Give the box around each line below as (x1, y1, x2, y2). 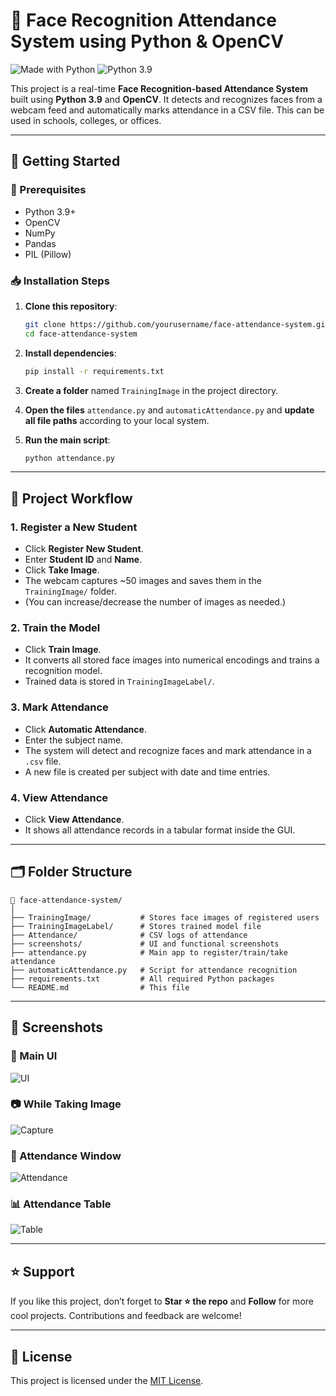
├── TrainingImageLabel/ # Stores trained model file (10, 921, 262, 931)
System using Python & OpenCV (10, 30, 285, 53)
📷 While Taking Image (10, 1097, 122, 1111)
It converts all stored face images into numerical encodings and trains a (24, 654, 320, 666)
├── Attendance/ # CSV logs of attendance (10, 930, 248, 940)
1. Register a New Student (10, 520, 138, 534)
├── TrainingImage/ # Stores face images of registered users (10, 912, 320, 923)
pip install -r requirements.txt (24, 366, 165, 376)
